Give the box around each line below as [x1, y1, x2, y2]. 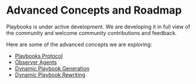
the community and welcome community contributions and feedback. [6, 29, 177, 36]
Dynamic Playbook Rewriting [14, 71, 86, 78]
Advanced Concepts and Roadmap [6, 4, 182, 17]
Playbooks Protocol [14, 52, 63, 59]
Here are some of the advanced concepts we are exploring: [6, 41, 153, 48]
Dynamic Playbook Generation [14, 64, 90, 72]
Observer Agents [14, 59, 57, 66]
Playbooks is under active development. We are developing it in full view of [6, 23, 191, 30]
